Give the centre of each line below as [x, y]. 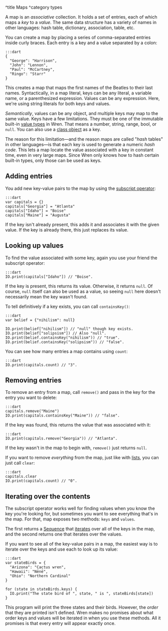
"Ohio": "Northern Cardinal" [40, 576]
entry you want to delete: [31, 398]
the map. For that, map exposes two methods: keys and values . [70, 519]
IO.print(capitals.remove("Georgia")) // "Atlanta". [61, 439]
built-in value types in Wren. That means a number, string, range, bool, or [81, 124]
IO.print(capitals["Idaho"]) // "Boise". [49, 277]
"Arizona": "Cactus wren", [38, 567]
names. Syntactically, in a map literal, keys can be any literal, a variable [78, 93]
